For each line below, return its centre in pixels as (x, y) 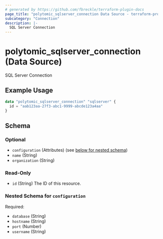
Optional (15, 140)
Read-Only (18, 173)
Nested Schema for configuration (45, 196)
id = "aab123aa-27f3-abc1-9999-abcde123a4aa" (56, 106)
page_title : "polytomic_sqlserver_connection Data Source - (67, 14)
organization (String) (33, 160)
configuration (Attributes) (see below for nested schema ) (70, 150)
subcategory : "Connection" (32, 18)
